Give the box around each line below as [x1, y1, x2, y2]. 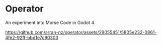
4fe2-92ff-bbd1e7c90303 [5, 34, 59, 40]
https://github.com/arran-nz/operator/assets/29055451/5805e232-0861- [5, 29, 157, 35]
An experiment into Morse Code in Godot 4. [5, 19, 96, 25]
